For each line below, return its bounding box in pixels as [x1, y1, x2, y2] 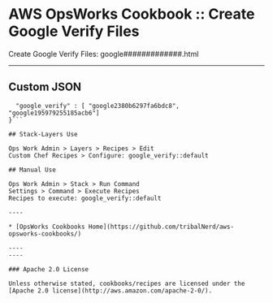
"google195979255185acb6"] [8, 109, 100, 117]
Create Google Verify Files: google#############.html [8, 49, 199, 58]
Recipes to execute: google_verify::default [8, 194, 162, 202]
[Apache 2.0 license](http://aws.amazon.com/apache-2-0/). [8, 286, 213, 295]
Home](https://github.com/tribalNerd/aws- [88, 223, 234, 231]
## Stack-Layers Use [8, 130, 79, 138]
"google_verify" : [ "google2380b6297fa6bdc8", [15, 102, 180, 110]
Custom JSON [8, 80, 82, 94]
